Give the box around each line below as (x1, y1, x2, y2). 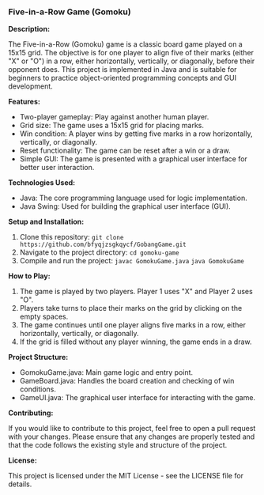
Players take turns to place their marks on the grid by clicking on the (19, 304, 243, 313)
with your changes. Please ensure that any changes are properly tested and (8, 432, 255, 441)
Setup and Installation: (8, 217, 85, 227)
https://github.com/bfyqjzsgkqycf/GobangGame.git (19, 240, 187, 249)
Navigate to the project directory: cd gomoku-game (19, 247, 179, 257)
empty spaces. (19, 312, 69, 322)
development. (8, 81, 53, 91)
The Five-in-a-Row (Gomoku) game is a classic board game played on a (8, 40, 243, 49)
